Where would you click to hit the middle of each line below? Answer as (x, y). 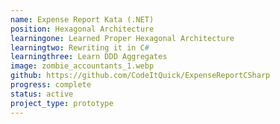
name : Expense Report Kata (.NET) (82, 19)
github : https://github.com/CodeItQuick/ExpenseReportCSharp (140, 76)
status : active (42, 94)
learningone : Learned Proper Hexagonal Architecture (122, 38)
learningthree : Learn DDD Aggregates (89, 57)
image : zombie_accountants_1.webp (82, 66)
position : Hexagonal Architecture (82, 29)
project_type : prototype (62, 103)
